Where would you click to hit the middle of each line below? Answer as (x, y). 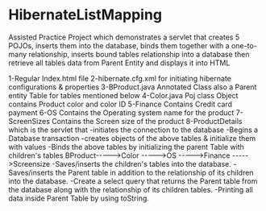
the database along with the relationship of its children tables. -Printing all (131, 189)
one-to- (244, 45)
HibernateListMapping (85, 15)
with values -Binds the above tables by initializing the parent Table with (126, 147)
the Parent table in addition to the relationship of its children (154, 172)
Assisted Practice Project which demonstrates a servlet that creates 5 (124, 37)
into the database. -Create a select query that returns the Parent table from (133, 181)
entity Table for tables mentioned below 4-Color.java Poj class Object (123, 95)
